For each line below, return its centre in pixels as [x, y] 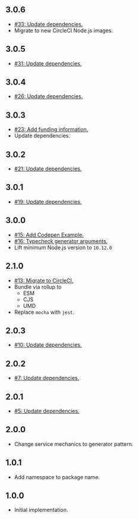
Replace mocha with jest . [44, 312]
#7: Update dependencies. [47, 378]
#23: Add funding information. [51, 130]
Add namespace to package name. [57, 477]
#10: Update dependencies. [48, 345]
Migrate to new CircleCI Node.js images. [64, 30]
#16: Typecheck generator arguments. [61, 241]
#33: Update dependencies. [48, 24]
